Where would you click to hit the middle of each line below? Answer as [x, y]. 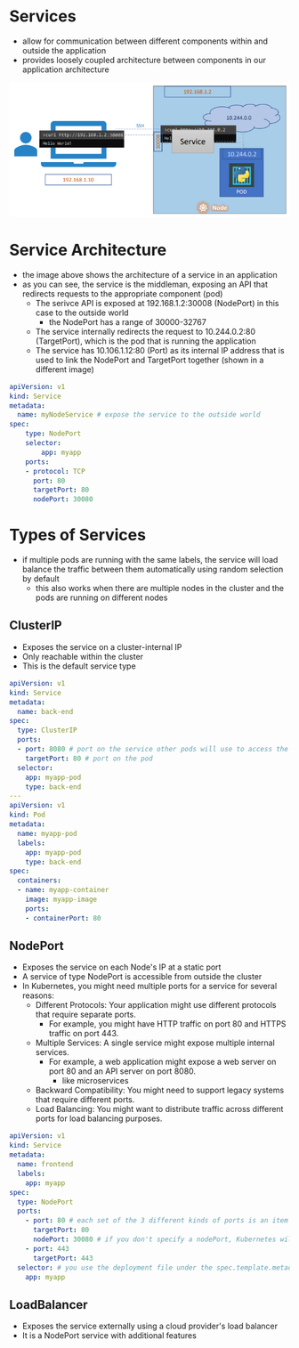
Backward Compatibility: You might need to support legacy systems [160, 1090]
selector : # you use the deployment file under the [115, 1267]
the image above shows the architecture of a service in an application [149, 274]
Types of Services [78, 535]
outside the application [64, 50]
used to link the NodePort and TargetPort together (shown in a [149, 360]
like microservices [95, 1081]
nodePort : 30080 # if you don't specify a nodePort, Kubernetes [154, 1239]
